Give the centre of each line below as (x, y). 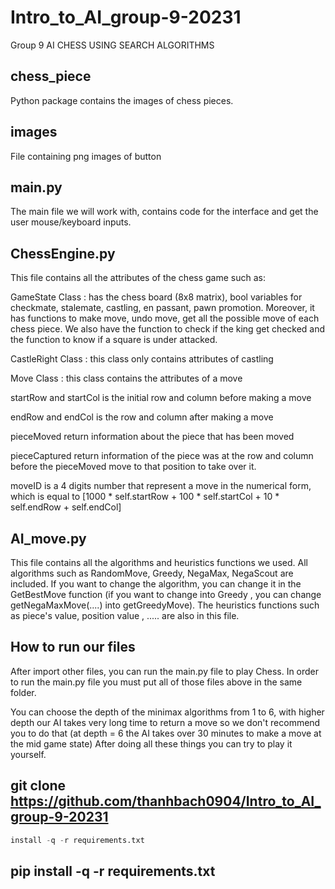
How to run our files (73, 647)
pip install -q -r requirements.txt (113, 871)
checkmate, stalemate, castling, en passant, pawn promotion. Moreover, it (162, 308)
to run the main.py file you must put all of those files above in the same (156, 682)
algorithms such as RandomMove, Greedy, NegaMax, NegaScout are (152, 573)
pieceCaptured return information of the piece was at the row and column (162, 456)
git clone (38, 786)
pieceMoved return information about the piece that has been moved (152, 437)
